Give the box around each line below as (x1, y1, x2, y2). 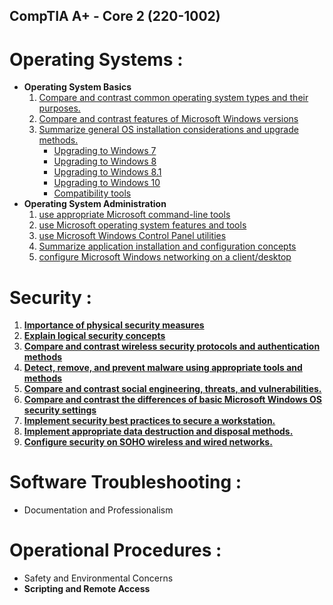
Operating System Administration (23, 198, 167, 210)
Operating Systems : (9, 48, 184, 71)
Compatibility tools (53, 187, 132, 199)
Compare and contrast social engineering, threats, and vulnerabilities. (23, 383, 322, 395)
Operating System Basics (23, 81, 132, 93)
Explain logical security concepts (23, 330, 166, 342)
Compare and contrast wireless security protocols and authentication (23, 340, 321, 353)
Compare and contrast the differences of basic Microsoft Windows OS (23, 394, 323, 406)
